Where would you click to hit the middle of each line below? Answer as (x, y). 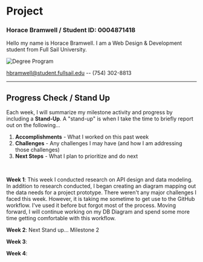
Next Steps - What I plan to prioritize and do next (76, 156)
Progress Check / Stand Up (58, 98)
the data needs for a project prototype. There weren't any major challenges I (101, 192)
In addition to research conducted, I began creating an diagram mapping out (101, 186)
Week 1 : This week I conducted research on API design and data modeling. (100, 180)
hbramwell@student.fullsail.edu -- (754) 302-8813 (69, 73)
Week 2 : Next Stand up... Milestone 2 (53, 230)
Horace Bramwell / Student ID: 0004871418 (71, 30)
